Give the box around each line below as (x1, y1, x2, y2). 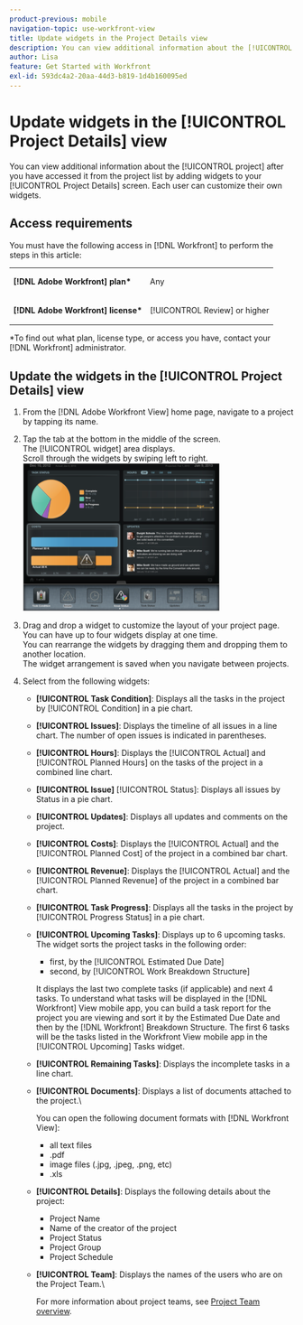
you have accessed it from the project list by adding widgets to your (9, 170, 262, 181)
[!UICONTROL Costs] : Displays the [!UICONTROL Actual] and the (35, 838, 280, 849)
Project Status (49, 1232, 102, 1243)
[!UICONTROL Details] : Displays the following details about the (35, 1186, 271, 1197)
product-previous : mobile (9, 14, 106, 23)
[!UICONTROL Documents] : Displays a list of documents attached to (35, 1085, 291, 1096)
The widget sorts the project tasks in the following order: (35, 938, 247, 949)
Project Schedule (49, 1251, 114, 1262)
